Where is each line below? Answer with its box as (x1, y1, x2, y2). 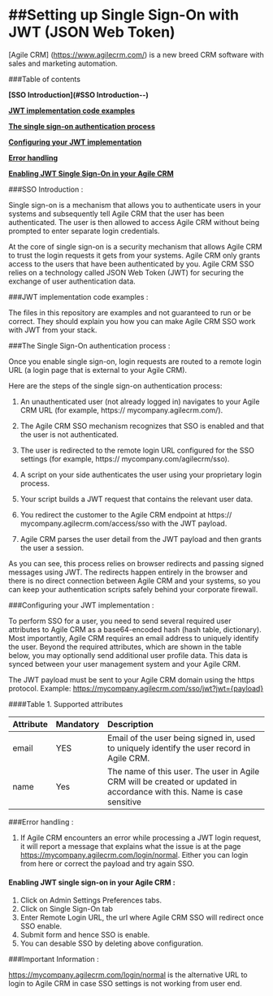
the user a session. (19, 543, 84, 552)
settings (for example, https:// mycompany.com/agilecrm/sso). (19, 453, 230, 464)
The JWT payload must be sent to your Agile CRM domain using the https (8, 674, 255, 684)
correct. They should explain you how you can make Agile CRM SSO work (8, 316, 256, 326)
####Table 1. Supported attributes (8, 699, 123, 708)
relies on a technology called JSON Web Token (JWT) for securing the (8, 267, 244, 277)
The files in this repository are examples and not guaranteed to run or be (8, 307, 252, 318)
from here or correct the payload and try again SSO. (19, 859, 195, 868)
